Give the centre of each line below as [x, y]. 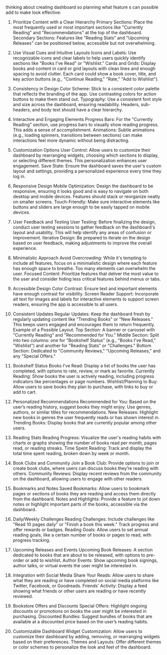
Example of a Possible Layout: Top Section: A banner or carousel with [84, 330]
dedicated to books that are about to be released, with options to [79, 555]
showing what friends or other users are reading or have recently [79, 591]
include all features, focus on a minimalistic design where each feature [85, 263]
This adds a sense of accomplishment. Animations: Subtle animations [84, 130]
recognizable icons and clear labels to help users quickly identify [79, 58]
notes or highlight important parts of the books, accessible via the [80, 504]
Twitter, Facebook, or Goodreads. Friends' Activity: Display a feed [80, 586]
